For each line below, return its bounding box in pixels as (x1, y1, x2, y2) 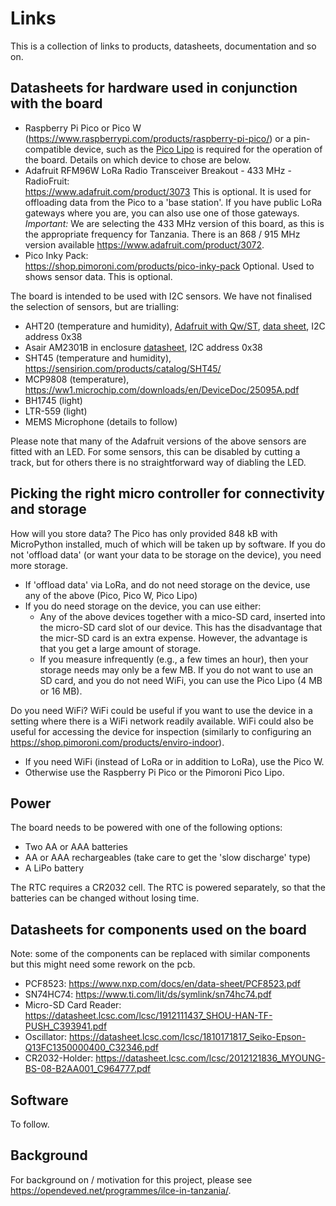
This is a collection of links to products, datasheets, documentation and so (10, 40, 317, 52)
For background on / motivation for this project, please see (10, 1173, 253, 1186)
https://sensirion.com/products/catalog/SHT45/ (24, 362, 222, 374)
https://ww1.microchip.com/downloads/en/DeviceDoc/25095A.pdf (24, 383, 300, 396)
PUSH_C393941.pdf (24, 1020, 108, 1032)
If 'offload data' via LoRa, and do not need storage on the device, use (24, 578, 311, 591)
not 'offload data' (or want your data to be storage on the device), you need (10, 548, 322, 561)
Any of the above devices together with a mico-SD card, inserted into (39, 610, 326, 622)
